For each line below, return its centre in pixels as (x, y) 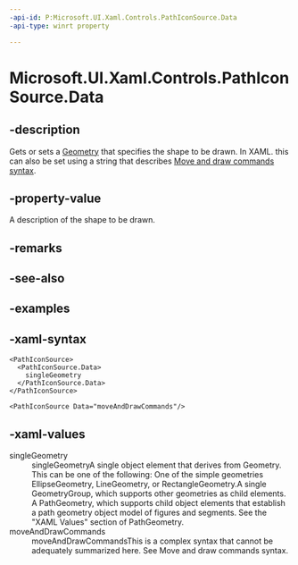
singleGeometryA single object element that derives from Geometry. (157, 465)
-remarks (36, 248)
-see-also (37, 278)
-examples (40, 309)
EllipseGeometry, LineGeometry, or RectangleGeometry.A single (149, 485)
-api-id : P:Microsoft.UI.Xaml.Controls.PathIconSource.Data (124, 17)
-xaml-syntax (48, 339)
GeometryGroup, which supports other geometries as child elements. (159, 493)
